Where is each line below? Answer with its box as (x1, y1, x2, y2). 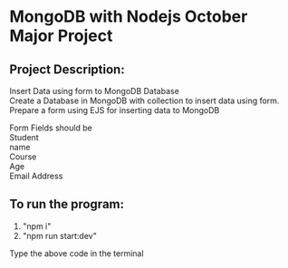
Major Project (9, 25, 113, 46)
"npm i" (22, 220, 52, 232)
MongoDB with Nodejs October (9, 6, 248, 27)
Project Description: (9, 62, 125, 77)
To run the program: (9, 196, 125, 212)
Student (9, 132, 39, 142)
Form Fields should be (9, 122, 92, 133)
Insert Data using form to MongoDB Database (9, 86, 179, 96)
